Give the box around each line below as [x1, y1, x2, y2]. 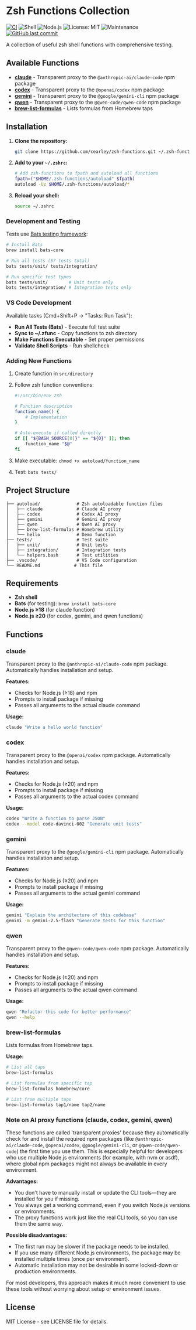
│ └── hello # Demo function [6, 531, 116, 537]
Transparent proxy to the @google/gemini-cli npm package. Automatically [6, 848, 184, 855]
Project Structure [6, 485, 70, 496]
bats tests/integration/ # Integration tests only [6, 285, 132, 291]
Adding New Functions [6, 356, 72, 364]
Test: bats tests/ [14, 468, 57, 475]
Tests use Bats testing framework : [6, 230, 88, 238]
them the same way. [14, 1220, 63, 1227]
